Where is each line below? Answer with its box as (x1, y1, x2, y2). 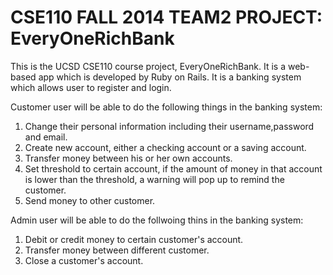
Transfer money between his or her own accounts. (24, 152, 233, 164)
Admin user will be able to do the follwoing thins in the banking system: (10, 214, 304, 226)
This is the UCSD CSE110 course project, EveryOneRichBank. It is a (10, 60, 287, 72)
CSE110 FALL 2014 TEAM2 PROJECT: (10, 6, 323, 29)
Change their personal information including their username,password (24, 120, 315, 132)
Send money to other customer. (24, 194, 156, 206)
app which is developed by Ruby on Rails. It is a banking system (38, 71, 302, 83)
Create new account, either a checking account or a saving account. (24, 141, 307, 153)
